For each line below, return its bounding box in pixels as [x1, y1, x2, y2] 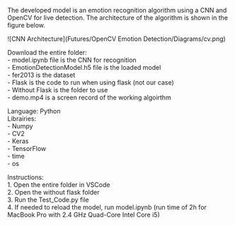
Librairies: [7, 114, 37, 123]
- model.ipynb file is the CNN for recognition [7, 56, 137, 64]
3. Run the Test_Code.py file [7, 195, 90, 204]
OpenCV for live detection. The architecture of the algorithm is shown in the [7, 13, 229, 22]
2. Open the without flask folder [7, 188, 101, 196]
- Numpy [7, 122, 33, 130]
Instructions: [7, 173, 44, 181]
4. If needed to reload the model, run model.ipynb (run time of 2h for [7, 203, 207, 211]
